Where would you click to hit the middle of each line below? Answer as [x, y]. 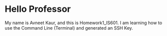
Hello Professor [38, 9]
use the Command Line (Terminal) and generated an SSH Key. [69, 28]
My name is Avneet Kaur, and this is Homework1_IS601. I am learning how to [83, 23]
